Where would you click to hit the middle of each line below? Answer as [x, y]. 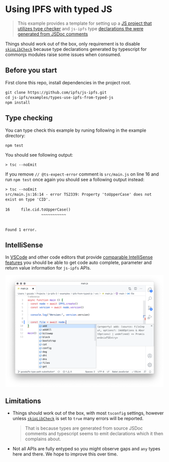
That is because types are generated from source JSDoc [84, 428]
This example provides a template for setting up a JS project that [84, 23]
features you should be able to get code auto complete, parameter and [78, 263]
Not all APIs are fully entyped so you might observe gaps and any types [86, 449]
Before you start [31, 70]
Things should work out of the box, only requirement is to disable [73, 43]
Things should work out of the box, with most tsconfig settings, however [88, 413]
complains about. [43, 439]
